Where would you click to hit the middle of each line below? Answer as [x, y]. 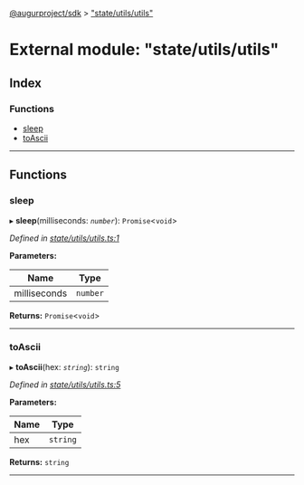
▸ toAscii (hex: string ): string [64, 366]
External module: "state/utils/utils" [144, 50]
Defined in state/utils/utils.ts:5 [65, 385]
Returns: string [39, 461]
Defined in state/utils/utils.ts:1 [64, 238]
